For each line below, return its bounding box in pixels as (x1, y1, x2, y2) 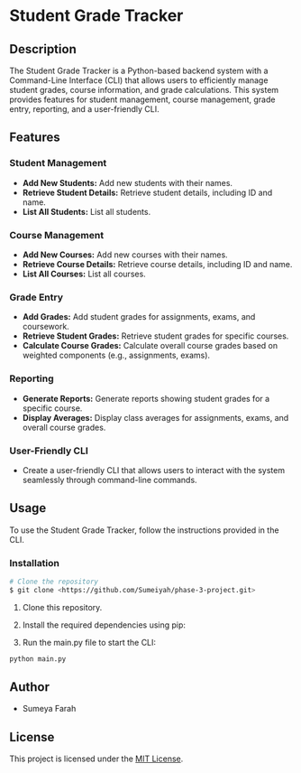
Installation (9, 556, 60, 569)
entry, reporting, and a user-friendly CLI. (9, 104, 160, 114)
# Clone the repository (9, 577, 99, 586)
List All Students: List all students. (22, 206, 151, 217)
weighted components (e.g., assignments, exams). (22, 349, 210, 361)
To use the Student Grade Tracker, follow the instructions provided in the (9, 525, 279, 536)
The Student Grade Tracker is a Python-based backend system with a (9, 65, 269, 76)
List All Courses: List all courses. (22, 268, 146, 279)
